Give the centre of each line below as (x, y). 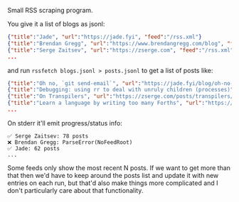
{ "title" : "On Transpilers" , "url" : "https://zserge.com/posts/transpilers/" (122, 96)
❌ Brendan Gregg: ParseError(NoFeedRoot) (70, 142)
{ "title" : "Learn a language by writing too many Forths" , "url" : (106, 103)
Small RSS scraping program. (51, 10)
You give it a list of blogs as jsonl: (56, 24)
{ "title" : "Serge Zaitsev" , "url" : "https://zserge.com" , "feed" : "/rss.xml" (121, 50)
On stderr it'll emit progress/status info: (65, 123)
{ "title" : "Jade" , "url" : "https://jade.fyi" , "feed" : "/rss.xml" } (105, 37)
